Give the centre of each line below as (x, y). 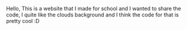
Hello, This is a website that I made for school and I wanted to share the (93, 9)
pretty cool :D (23, 21)
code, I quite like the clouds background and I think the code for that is (93, 15)
